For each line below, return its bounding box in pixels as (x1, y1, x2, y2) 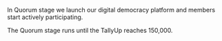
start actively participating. (7, 13, 83, 21)
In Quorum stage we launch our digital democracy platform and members (7, 6, 216, 14)
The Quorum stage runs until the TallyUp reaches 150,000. (7, 27, 173, 34)
